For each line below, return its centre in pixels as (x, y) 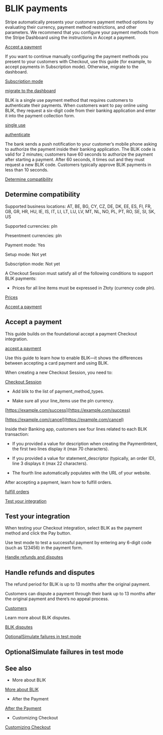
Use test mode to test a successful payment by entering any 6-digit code (78, 543)
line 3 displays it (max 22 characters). (50, 463)
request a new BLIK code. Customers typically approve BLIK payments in (78, 165)
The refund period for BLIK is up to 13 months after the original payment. (78, 584)
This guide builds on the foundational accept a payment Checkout (71, 333)
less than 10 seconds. (27, 170)
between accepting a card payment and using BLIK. (57, 363)
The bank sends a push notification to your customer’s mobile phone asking (81, 144)
